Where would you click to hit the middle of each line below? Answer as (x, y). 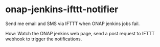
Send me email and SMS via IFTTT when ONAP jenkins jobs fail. (73, 24)
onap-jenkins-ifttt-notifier (62, 9)
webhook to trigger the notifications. (44, 39)
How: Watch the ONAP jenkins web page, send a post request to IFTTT (80, 33)
